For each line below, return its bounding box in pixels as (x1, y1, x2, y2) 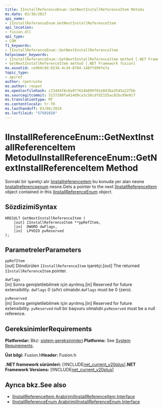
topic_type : (5, 70, 29, 75)
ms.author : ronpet (5, 83, 42, 89)
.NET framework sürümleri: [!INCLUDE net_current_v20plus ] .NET (5, 362, 136, 367)
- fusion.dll (5, 30, 32, 34)
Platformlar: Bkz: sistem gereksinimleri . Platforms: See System (5, 338, 131, 344)
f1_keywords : (5, 43, 32, 48)
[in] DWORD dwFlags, (14, 224, 57, 229)
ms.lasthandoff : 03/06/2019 (5, 106, 62, 111)
